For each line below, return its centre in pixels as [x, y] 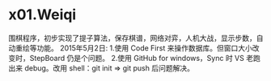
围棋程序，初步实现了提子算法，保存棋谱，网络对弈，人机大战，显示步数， [132, 38]
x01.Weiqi [42, 15]
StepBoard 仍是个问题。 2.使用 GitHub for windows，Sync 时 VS [137, 58]
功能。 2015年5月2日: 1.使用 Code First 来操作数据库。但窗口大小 [144, 48]
